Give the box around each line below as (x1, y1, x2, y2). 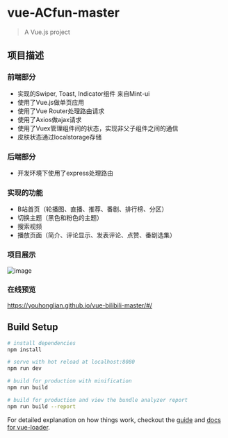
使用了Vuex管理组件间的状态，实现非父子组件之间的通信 (17, 124, 179, 133)
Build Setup (7, 321, 58, 333)
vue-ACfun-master (7, 5, 120, 21)
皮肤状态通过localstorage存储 (17, 133, 102, 141)
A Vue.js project (24, 28, 71, 36)
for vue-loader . (7, 423, 51, 431)
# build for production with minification (7, 378, 132, 385)
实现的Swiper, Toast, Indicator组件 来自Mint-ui (17, 89, 150, 98)
